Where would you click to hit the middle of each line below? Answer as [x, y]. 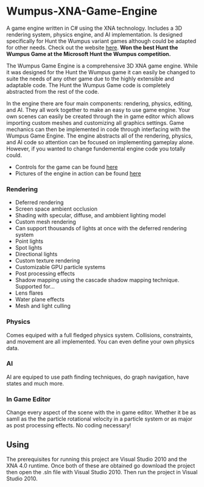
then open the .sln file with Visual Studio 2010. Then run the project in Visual [102, 472]
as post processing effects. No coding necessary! [69, 426]
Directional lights [36, 254]
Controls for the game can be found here [66, 167]
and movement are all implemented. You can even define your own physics [100, 342]
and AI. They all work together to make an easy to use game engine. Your [98, 110]
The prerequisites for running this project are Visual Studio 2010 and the [97, 459]
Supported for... [35, 287]
